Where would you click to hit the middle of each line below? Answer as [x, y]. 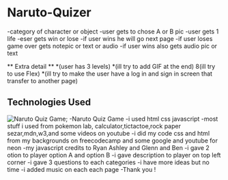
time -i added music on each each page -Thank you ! [82, 169]
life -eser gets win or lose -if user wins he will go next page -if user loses [110, 38]
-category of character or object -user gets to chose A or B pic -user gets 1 [113, 31]
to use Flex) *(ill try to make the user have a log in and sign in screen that [110, 74]
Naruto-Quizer [49, 13]
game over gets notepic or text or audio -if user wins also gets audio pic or [112, 46]
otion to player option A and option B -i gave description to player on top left [114, 155]
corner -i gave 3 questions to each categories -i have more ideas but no [108, 162]
